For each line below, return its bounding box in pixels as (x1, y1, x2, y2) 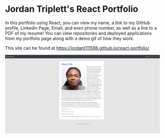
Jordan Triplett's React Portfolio (5, 3, 138, 15)
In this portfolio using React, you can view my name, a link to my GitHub (5, 20, 151, 26)
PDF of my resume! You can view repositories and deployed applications (5, 30, 152, 36)
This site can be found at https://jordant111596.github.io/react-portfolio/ (5, 45, 150, 51)
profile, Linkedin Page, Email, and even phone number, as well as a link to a (5, 25, 157, 31)
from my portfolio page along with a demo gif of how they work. (5, 35, 134, 41)
